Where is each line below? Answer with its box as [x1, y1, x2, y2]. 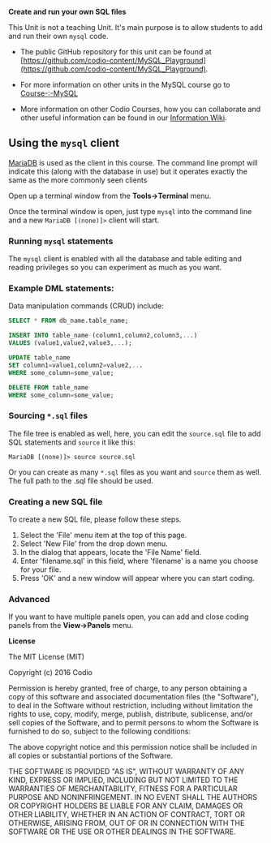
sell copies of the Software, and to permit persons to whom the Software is [8, 718, 260, 728]
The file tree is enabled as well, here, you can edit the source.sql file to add [8, 428, 261, 438]
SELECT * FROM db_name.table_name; [8, 316, 129, 325]
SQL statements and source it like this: [8, 437, 135, 447]
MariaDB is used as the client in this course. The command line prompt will [8, 157, 258, 167]
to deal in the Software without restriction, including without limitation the [8, 701, 253, 711]
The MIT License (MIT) [8, 652, 85, 662]
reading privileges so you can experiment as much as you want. [8, 263, 222, 273]
